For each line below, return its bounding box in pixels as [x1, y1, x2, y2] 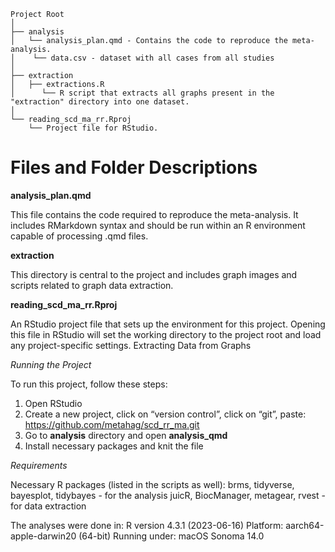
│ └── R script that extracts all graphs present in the [10, 88, 275, 98]
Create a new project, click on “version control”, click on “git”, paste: [24, 408, 307, 420]
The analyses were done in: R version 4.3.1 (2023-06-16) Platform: [10, 519, 284, 531]
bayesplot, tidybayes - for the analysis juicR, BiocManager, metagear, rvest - [10, 489, 326, 501]
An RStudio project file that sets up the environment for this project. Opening [10, 318, 326, 330]
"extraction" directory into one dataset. [10, 97, 190, 107]
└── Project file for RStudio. [28, 123, 159, 133]
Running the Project [10, 358, 92, 370]
